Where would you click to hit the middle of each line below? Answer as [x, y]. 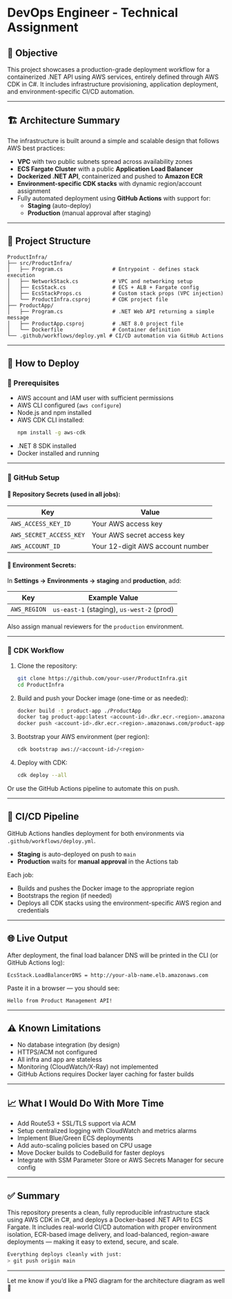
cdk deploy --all [42, 776]
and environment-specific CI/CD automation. [71, 92]
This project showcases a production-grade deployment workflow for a [109, 69]
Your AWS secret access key [138, 535]
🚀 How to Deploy [43, 363]
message [18, 317]
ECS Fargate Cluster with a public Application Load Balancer [105, 169]
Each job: [20, 875]
